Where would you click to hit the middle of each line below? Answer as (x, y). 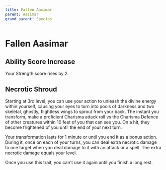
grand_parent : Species (29, 19)
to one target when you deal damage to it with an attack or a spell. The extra (83, 148)
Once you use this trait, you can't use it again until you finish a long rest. (79, 163)
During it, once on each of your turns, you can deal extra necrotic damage (81, 142)
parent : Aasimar (22, 14)
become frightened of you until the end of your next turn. (64, 127)
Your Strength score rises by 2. (37, 74)
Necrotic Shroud (31, 89)
